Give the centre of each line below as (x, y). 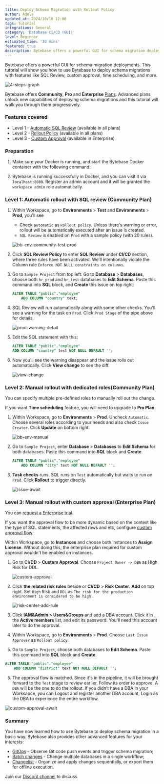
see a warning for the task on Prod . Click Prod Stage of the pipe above (82, 313)
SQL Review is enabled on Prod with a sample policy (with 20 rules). (86, 235)
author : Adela (20, 14)
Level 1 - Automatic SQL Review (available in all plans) (66, 128)
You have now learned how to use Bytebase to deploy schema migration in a (82, 732)
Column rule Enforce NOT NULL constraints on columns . (68, 265)
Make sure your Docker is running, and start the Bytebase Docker (78, 162)
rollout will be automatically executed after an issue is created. (82, 230)
